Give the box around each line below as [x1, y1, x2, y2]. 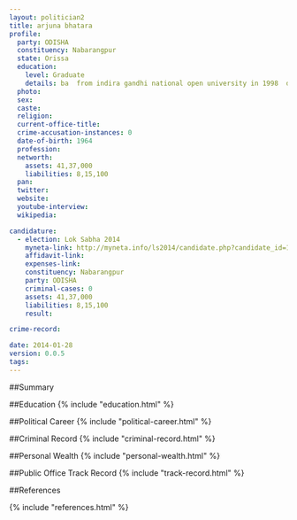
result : [25, 309, 53, 318]
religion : [17, 112, 53, 120]
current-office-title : [17, 120, 101, 129]
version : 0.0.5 [9, 349, 65, 359]
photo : [17, 87, 42, 96]
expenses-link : [25, 260, 81, 268]
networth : [17, 152, 53, 162]
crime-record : [9, 325, 62, 334]
